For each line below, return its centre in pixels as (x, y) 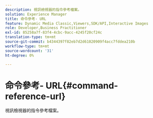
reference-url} (35, 96)
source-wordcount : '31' (30, 51)
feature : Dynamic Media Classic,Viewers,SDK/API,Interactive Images (77, 23)
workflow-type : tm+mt (27, 46)
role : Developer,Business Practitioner (46, 28)
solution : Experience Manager (36, 14)
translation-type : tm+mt (31, 37)
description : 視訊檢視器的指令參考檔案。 (43, 10)
